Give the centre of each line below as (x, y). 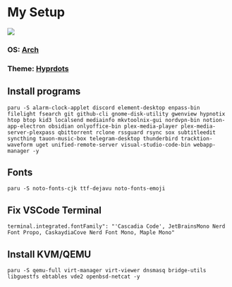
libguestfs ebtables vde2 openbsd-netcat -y (74, 277)
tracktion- (197, 138)
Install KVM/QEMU (49, 254)
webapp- (205, 145)
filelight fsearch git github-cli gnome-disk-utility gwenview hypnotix (116, 114)
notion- (214, 120)
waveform (20, 145)
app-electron (26, 126)
